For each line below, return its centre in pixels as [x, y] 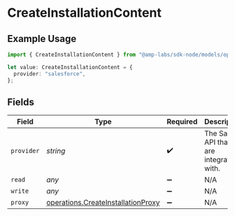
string [56, 151]
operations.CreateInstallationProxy [103, 203]
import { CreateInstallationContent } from [72, 55]
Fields [21, 102]
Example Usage [42, 39]
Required [182, 122]
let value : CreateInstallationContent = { [70, 67]
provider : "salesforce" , [50, 74]
